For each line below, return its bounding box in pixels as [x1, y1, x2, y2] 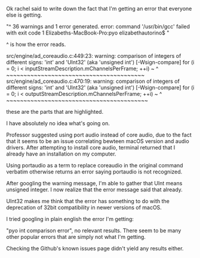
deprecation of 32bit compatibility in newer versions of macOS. [6, 204, 162, 211]
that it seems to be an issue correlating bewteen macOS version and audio [6, 138, 189, 145]
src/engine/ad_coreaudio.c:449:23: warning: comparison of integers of [6, 52, 181, 59]
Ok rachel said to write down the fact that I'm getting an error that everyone [6, 5, 192, 12]
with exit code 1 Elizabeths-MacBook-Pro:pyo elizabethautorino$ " [6, 29, 170, 36]
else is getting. [6, 11, 42, 18]
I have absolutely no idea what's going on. [6, 120, 110, 127]
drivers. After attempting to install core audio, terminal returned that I [6, 144, 176, 151]
